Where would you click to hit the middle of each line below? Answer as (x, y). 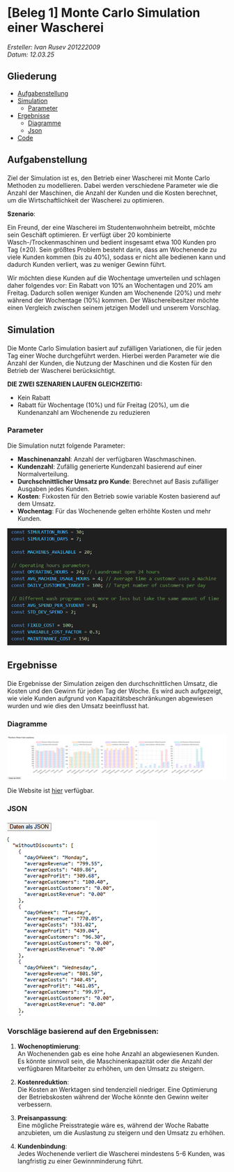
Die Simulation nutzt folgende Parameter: (66, 446)
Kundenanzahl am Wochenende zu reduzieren (84, 412)
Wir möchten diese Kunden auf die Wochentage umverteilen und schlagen (114, 278)
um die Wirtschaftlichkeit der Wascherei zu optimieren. (86, 200)
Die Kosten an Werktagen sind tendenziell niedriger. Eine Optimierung (117, 1089)
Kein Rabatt (34, 397)
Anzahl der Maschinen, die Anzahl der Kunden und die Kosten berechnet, (112, 193)
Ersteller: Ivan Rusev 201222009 (54, 47)
